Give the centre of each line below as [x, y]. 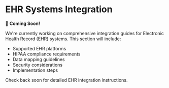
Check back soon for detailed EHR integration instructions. [66, 80]
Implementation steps [35, 70]
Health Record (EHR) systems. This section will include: [63, 39]
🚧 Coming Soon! [23, 23]
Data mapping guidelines [39, 59]
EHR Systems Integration [59, 9]
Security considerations [38, 65]
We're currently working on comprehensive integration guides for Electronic [84, 33]
